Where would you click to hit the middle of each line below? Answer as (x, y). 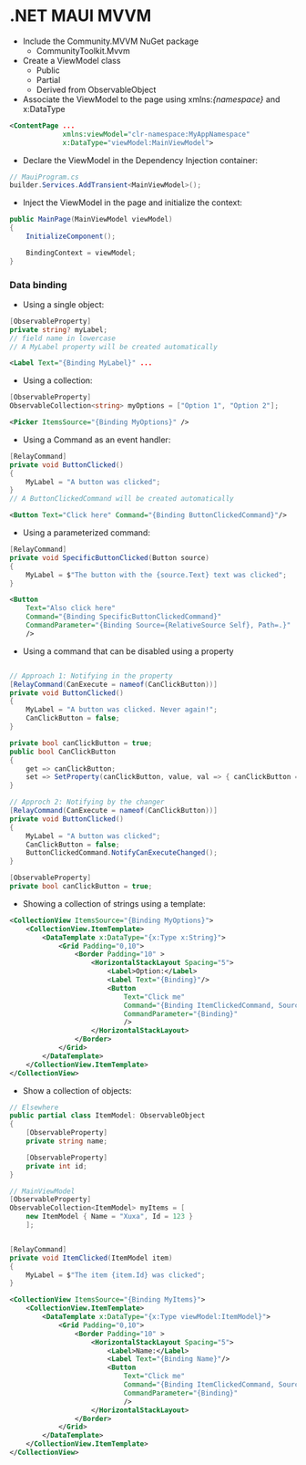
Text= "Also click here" (71, 608)
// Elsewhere (34, 1107)
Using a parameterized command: (86, 533)
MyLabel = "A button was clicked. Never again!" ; (122, 710)
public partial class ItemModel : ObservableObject (107, 1116)
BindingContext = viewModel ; (81, 253)
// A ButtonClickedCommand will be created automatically (122, 499)
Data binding (38, 285)
